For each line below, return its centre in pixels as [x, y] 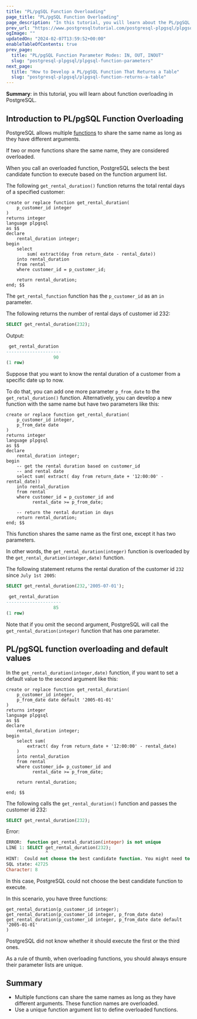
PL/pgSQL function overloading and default [87, 649]
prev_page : [19, 50]
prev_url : [18, 28]
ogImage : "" [21, 34]
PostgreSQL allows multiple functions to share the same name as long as [94, 132]
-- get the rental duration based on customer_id [79, 466]
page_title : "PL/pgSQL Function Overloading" [62, 17]
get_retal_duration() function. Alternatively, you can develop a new [89, 398]
